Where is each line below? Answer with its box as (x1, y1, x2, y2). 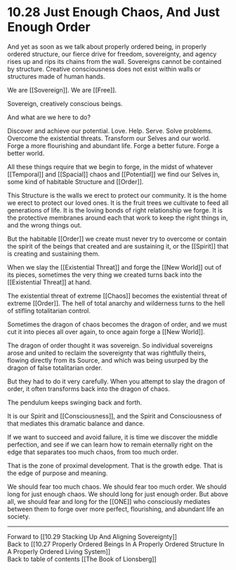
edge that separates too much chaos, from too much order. (7, 447, 178, 456)
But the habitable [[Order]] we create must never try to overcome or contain (7, 234, 227, 243)
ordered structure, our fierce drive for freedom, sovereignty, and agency (7, 50, 217, 58)
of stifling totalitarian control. (7, 306, 91, 314)
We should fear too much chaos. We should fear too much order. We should (7, 482, 227, 491)
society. (7, 512, 30, 520)
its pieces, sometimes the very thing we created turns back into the (7, 270, 202, 279)
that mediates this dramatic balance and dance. (7, 419, 145, 427)
